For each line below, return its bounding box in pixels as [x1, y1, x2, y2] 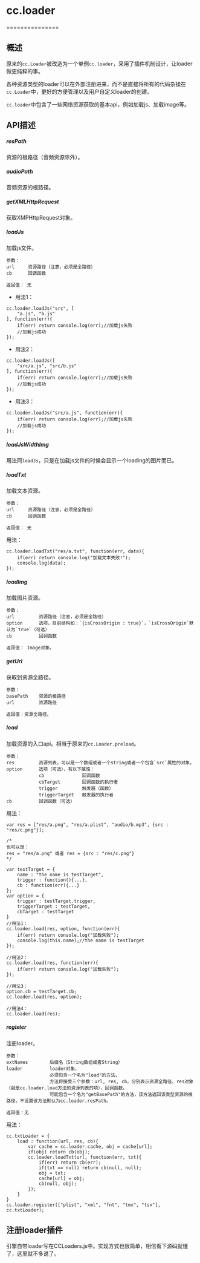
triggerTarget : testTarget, [17, 903, 91, 910]
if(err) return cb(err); [38, 1160, 102, 1166]
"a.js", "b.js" [17, 311, 56, 317]
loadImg [6, 578, 28, 585]
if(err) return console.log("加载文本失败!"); [17, 554, 131, 560]
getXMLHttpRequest [6, 198, 59, 205]
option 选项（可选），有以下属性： [6, 766, 95, 772]
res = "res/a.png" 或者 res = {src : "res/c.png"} [6, 850, 135, 856]
